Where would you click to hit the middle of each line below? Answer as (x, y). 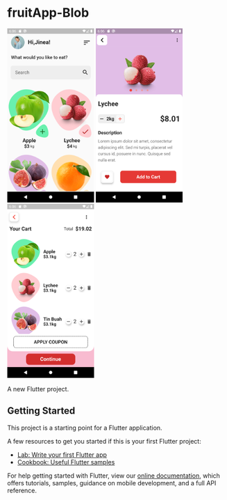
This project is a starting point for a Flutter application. (85, 428)
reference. (22, 490)
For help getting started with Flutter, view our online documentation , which (114, 476)
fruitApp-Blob (48, 13)
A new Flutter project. (38, 389)
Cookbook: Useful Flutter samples (66, 462)
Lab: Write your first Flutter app (62, 455)
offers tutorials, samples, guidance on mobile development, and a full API (112, 483)
